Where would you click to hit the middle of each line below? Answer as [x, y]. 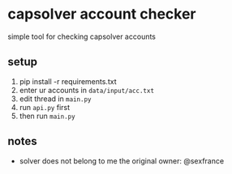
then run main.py [47, 116]
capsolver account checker [102, 14]
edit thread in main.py [55, 99]
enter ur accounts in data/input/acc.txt [87, 90]
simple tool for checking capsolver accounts [82, 36]
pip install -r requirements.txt [68, 81]
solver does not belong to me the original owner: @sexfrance [122, 161]
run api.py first [45, 107]
